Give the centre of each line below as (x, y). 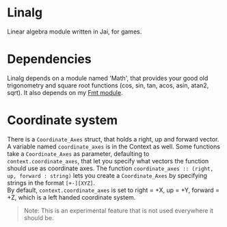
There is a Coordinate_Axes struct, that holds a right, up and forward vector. (113, 139)
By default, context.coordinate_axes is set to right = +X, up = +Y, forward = (113, 190)
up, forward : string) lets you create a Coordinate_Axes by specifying (107, 175)
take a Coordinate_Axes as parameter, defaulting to (78, 153)
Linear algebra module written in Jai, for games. (75, 31)
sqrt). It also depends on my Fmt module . (65, 92)
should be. (39, 217)
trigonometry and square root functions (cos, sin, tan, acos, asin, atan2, (108, 85)
